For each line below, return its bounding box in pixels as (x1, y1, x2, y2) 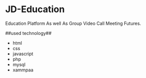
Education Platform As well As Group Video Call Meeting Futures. (5, 20, 141, 26)
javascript (12, 51, 33, 57)
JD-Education (5, 4, 65, 15)
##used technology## (5, 30, 52, 36)
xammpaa (12, 67, 34, 73)
